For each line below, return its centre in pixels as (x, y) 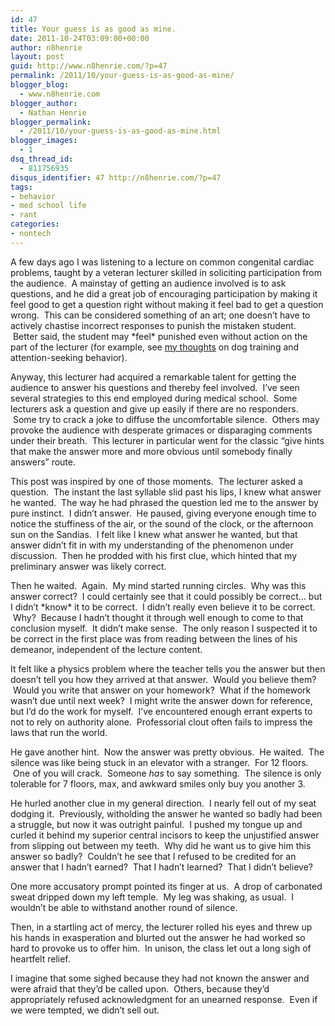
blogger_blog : (40, 85)
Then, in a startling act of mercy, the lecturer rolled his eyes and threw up (161, 927)
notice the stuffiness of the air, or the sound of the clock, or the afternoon (162, 523)
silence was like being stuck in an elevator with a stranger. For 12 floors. (159, 762)
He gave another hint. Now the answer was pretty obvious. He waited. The (167, 752)
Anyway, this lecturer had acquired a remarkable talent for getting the (153, 377)
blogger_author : (44, 103)
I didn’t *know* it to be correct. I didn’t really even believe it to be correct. (163, 607)
